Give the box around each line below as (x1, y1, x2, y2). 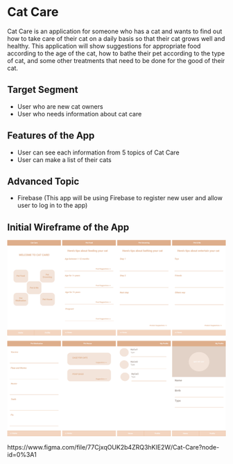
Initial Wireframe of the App (7, 221, 130, 233)
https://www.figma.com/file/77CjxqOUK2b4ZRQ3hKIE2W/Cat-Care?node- (7, 443, 220, 451)
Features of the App (7, 130, 95, 142)
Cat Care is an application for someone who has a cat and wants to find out (7, 27, 223, 35)
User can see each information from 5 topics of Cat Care (17, 148, 180, 157)
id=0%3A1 (7, 450, 37, 458)
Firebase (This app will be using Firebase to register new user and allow (17, 194, 223, 202)
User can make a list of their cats (17, 155, 112, 163)
